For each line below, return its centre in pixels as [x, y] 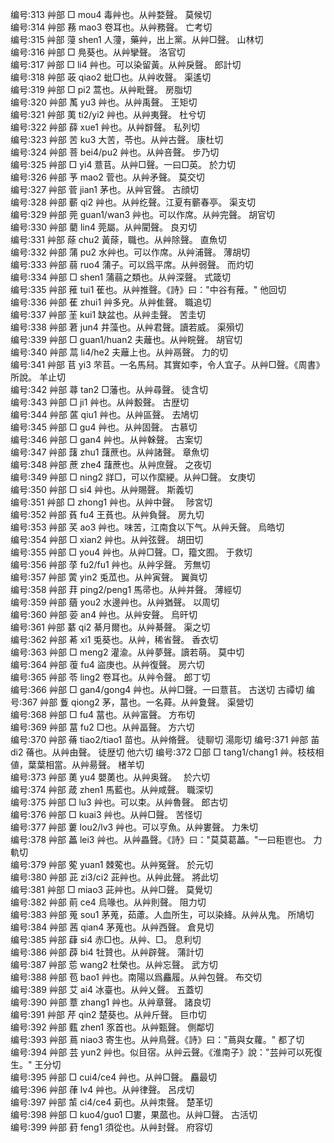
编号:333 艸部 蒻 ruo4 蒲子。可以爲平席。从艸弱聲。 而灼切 [132, 264]
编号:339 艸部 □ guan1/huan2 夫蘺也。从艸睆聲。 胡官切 [126, 339]
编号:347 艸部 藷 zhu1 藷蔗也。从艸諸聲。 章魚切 [110, 452]
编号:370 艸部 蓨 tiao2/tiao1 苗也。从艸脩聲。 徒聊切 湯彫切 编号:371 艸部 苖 [165, 739]
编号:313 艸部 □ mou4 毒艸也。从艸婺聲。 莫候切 [111, 14]
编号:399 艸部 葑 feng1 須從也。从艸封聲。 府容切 [111, 1127]
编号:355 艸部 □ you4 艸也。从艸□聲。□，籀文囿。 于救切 [131, 552]
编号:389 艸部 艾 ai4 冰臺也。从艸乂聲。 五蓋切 [107, 989]
